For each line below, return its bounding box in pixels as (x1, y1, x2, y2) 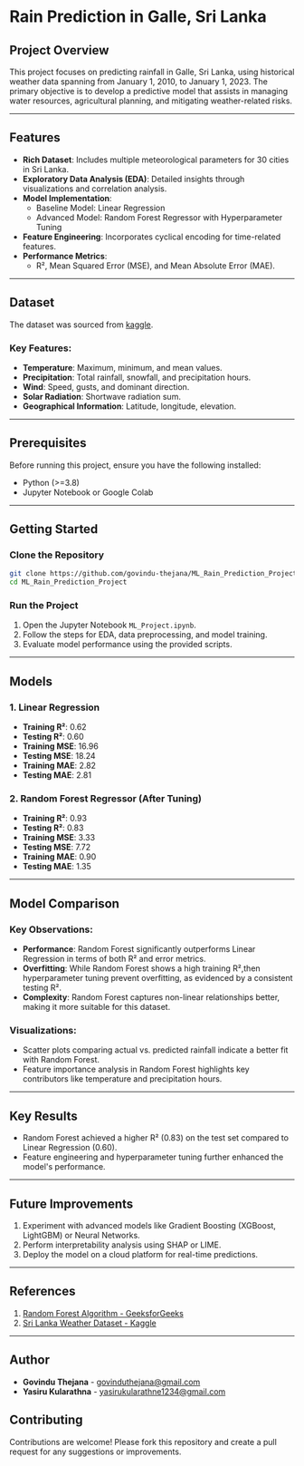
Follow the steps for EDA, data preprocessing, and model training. (22, 629, 268, 640)
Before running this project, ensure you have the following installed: (9, 460, 261, 471)
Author (9, 1353, 50, 1368)
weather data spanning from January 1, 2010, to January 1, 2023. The (9, 76, 269, 87)
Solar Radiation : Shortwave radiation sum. (22, 391, 181, 402)
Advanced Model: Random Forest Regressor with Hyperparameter (35, 211, 283, 223)
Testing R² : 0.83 (22, 822, 84, 833)
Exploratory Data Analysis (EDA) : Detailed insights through (22, 173, 245, 184)
